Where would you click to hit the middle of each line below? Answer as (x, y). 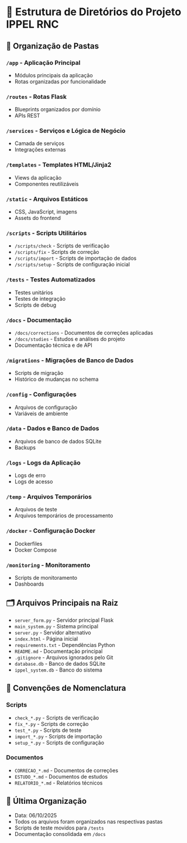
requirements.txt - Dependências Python (65, 645)
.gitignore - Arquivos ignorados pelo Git (64, 657)
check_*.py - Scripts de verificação (57, 718)
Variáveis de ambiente (41, 413)
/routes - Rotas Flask (37, 97)
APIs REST (27, 116)
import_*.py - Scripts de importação (58, 736)
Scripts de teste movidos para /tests (59, 828)
